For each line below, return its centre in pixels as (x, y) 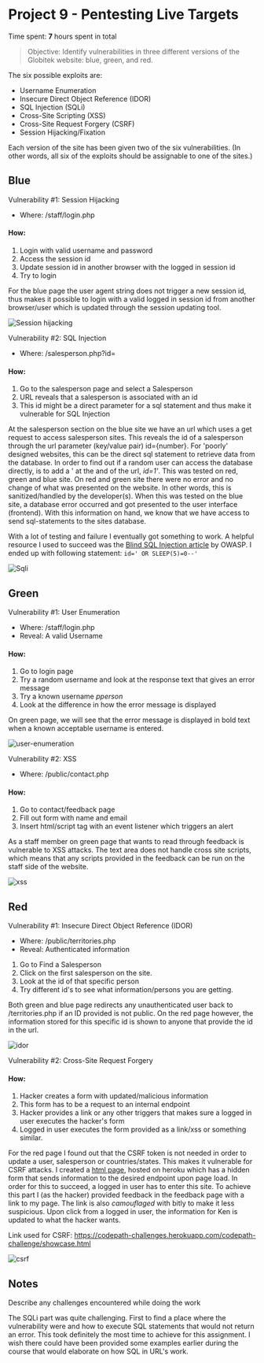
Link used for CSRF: (40, 1235)
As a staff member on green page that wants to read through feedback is (126, 842)
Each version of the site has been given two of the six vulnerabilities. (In (125, 147)
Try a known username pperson (71, 696)
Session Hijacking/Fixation (62, 132)
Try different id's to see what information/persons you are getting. (126, 990)
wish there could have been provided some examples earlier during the (123, 1343)
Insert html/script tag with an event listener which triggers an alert (126, 826)
